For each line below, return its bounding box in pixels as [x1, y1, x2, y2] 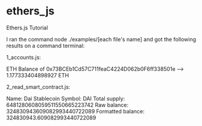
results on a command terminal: [6, 42, 85, 49]
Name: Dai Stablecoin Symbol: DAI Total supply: [6, 95, 125, 102]
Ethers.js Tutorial [6, 24, 48, 31]
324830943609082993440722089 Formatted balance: [6, 107, 145, 115]
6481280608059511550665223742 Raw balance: [6, 101, 128, 109]
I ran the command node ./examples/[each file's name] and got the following [6, 35, 197, 43]
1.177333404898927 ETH [6, 71, 69, 79]
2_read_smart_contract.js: [6, 83, 71, 91]
